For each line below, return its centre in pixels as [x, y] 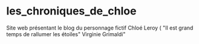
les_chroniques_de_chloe [71, 11]
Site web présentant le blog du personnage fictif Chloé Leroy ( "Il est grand [100, 28]
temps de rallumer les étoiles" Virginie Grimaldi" [66, 34]
